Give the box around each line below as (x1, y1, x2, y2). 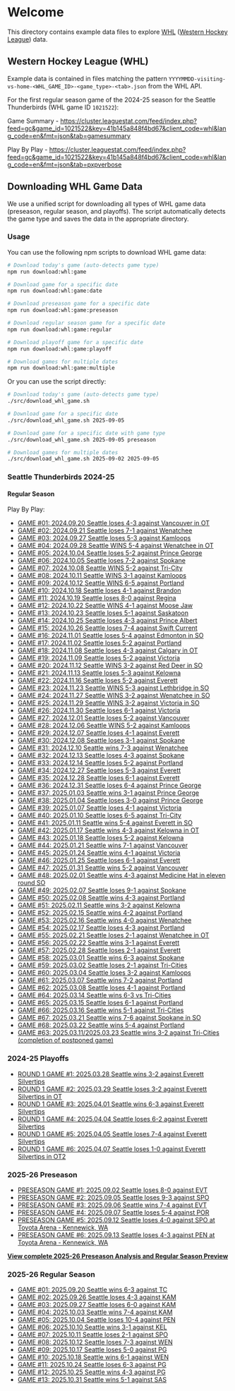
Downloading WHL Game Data (7, 181, 143, 193)
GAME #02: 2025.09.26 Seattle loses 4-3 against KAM (17, 1293, 176, 1301)
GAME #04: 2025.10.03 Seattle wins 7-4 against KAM (17, 1308, 173, 1316)
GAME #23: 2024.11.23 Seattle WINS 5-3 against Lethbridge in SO (17, 684, 210, 692)
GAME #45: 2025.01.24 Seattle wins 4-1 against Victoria (17, 849, 181, 857)
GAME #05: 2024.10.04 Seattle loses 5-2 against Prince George (17, 549, 203, 557)
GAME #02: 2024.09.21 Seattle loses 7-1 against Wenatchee (17, 526, 193, 535)
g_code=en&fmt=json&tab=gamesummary (7, 131, 131, 140)
